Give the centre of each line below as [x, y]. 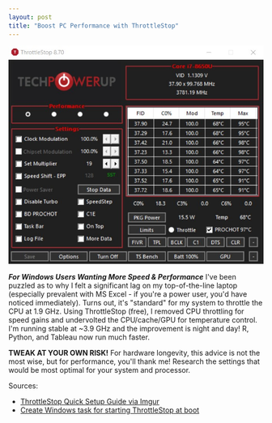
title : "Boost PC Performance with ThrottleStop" [94, 26]
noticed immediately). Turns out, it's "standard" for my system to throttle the [136, 302]
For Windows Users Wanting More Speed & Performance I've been [122, 276]
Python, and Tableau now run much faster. [79, 337]
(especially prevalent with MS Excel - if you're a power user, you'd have [128, 294]
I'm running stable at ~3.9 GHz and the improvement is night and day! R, [129, 328]
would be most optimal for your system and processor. [100, 370]
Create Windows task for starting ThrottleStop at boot [110, 410]
